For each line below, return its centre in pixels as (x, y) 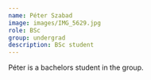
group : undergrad (37, 38)
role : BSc (25, 30)
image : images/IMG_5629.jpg (55, 23)
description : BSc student (51, 45)
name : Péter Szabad (41, 15)
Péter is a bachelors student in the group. (76, 67)
